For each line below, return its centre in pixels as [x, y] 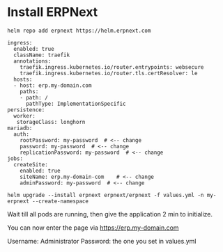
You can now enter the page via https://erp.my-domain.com [93, 228]
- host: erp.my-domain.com [53, 85]
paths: [29, 91]
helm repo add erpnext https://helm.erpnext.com [79, 31]
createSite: [31, 164]
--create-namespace [61, 201]
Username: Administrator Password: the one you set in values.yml [102, 241]
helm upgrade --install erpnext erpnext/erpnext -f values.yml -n [106, 195]
